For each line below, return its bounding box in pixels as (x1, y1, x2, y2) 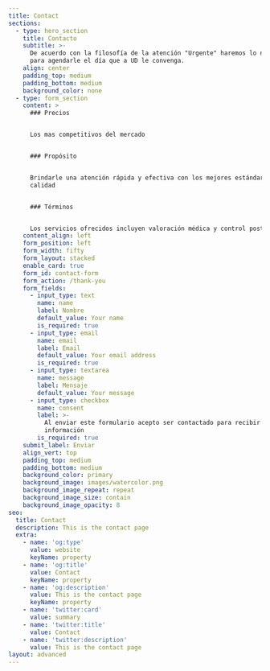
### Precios (29, 109, 70, 117)
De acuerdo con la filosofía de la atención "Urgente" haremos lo (29, 49, 257, 57)
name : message (37, 374, 84, 382)
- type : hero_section (15, 27, 88, 35)
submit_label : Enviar (22, 441, 95, 449)
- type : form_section (15, 94, 88, 102)
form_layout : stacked (22, 254, 95, 262)
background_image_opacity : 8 (22, 500, 121, 509)
